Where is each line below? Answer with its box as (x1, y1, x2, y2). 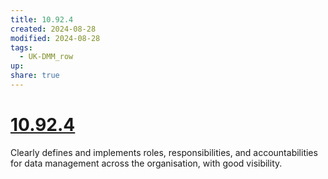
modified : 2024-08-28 (10, 33, 101, 43)
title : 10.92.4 (10, 14, 74, 25)
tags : (10, 42, 33, 53)
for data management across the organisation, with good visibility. (10, 157, 283, 169)
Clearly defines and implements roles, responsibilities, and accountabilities (10, 146, 318, 158)
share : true (10, 71, 60, 81)
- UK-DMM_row (19, 52, 74, 62)
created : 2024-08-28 (10, 24, 97, 34)
